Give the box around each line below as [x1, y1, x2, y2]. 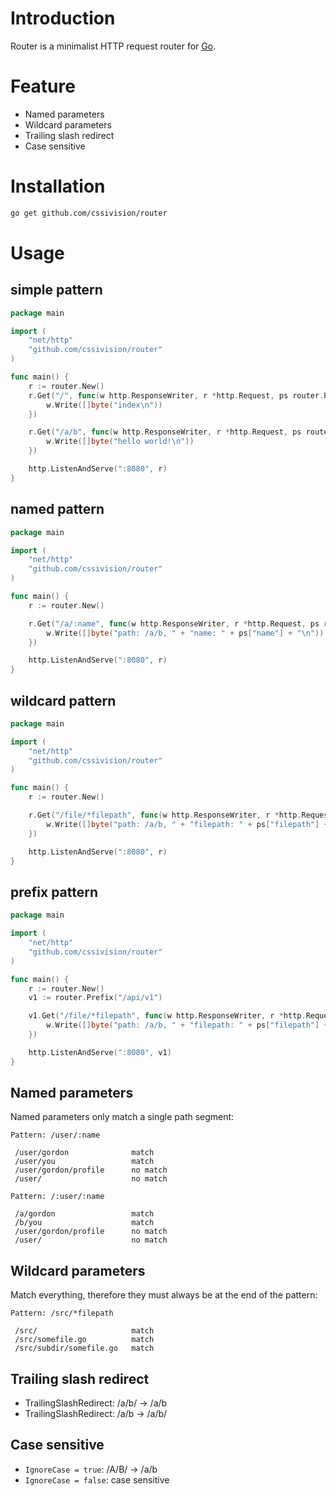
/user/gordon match [14, 1148, 155, 1158]
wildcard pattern [10, 692, 117, 709]
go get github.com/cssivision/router [10, 208, 168, 218]
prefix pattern [10, 883, 99, 901]
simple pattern [10, 282, 103, 299]
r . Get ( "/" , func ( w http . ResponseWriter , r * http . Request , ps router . [28, 390, 325, 401]
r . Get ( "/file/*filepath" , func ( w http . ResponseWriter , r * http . [28, 810, 302, 821]
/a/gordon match [14, 1209, 155, 1219]
